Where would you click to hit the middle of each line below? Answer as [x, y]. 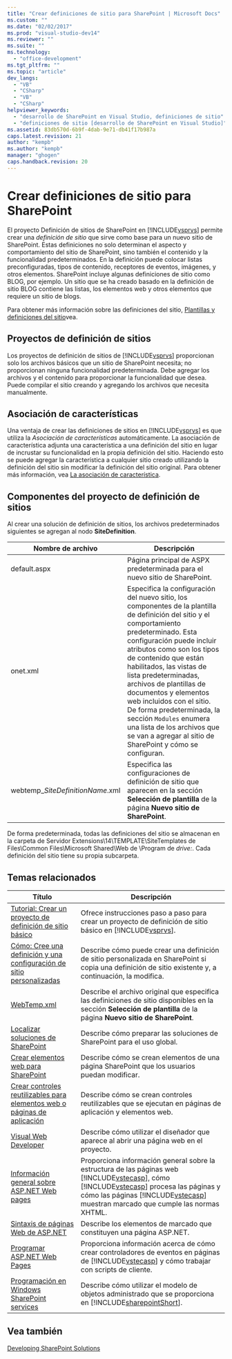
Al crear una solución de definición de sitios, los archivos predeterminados [113, 524]
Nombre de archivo [66, 549]
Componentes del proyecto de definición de [104, 496]
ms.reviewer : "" [30, 39]
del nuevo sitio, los [157, 598]
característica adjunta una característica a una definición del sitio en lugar [112, 445]
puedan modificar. [110, 1074]
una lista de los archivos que [173, 727]
